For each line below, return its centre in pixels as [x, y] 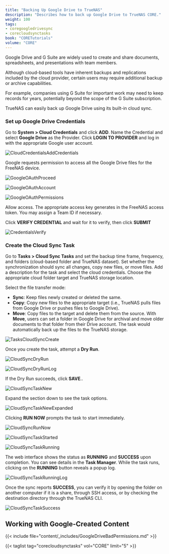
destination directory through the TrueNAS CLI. [54, 498]
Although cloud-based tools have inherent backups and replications [76, 72]
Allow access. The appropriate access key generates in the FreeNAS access [84, 207]
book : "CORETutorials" [29, 38]
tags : [11, 24]
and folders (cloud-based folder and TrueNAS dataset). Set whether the [80, 262]
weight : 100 [18, 19]
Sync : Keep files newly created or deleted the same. [67, 297]
